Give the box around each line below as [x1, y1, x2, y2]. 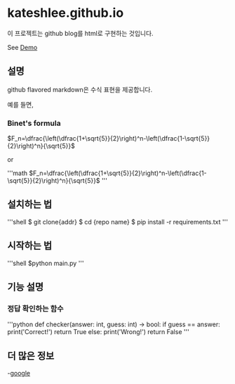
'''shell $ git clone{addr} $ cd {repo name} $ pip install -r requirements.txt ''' [7, 217, 228, 226]
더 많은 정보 [7, 350, 55, 361]
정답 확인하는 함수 [7, 304, 65, 314]
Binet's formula [7, 118, 61, 128]
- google [7, 369, 30, 378]
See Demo [7, 43, 38, 51]
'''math [7, 169, 28, 177]
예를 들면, [7, 100, 34, 108]
